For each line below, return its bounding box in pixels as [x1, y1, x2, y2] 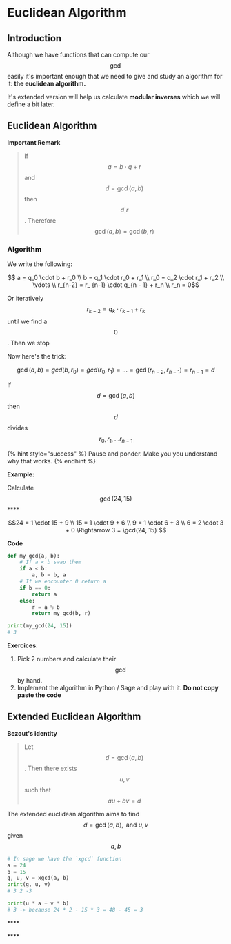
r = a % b [32, 603, 60, 611]
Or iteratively [7, 294, 44, 303]
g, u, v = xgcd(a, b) [7, 874, 70, 882]
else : [19, 597, 36, 604]
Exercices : [7, 641, 38, 650]
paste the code [17, 691, 61, 699]
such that [23, 785, 51, 794]
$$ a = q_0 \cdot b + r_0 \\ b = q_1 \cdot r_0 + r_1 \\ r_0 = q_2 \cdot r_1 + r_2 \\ [7, 274, 225, 282]
